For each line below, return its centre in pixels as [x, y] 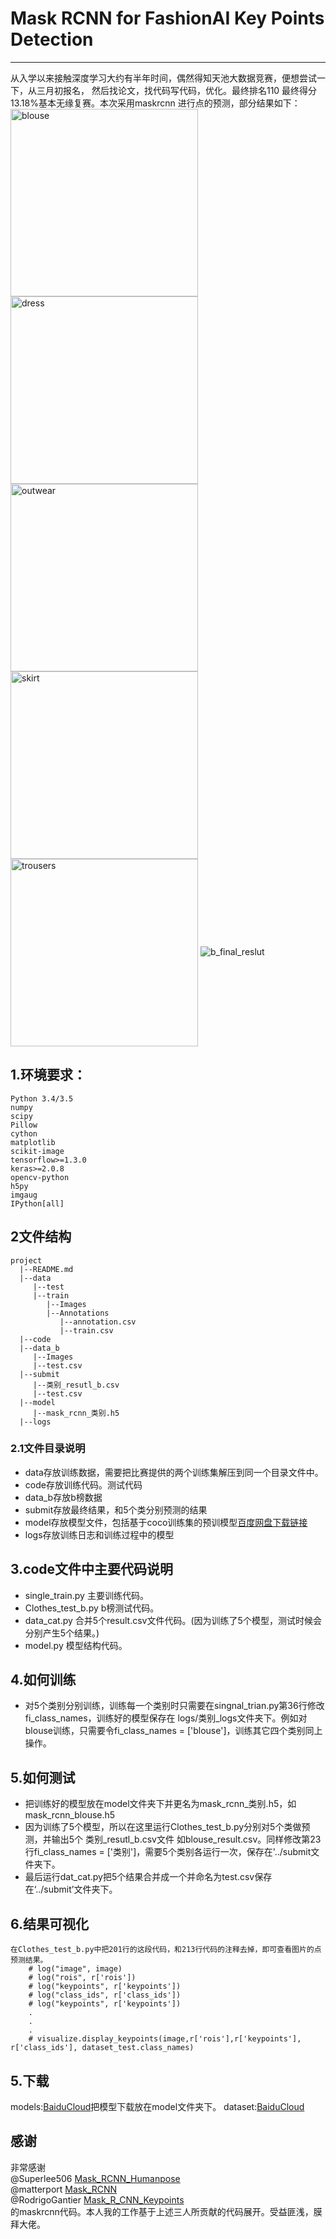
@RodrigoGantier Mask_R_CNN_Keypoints [97, 2199]
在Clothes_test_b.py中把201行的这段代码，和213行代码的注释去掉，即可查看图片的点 [166, 1950]
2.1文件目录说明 [48, 1449]
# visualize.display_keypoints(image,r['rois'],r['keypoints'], [165, 2039]
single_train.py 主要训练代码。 [86, 1595]
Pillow [24, 1125]
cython [24, 1133]
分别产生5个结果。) [62, 1633]
